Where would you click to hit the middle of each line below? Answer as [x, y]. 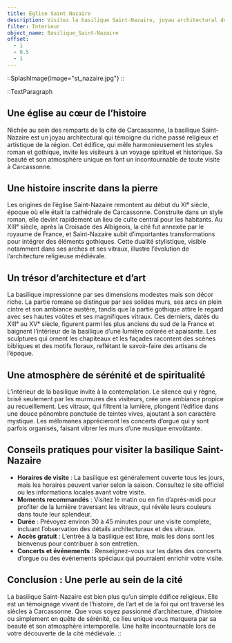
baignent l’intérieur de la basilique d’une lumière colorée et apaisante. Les [112, 332]
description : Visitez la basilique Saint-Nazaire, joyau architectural [112, 20]
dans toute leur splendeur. [54, 514]
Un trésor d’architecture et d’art [77, 278]
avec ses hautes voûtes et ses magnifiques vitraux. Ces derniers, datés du [113, 317]
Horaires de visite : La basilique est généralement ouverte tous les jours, [121, 477]
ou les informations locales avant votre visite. [81, 492]
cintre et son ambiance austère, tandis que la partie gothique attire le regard [115, 309]
